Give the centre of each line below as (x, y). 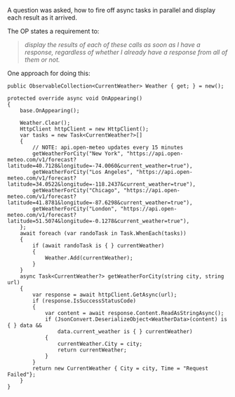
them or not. (42, 60)
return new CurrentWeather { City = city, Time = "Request (121, 368)
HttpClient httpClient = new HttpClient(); (85, 129)
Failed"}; (22, 375)
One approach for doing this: (49, 73)
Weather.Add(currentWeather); (89, 258)
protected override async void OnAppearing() (75, 98)
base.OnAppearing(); (50, 111)
